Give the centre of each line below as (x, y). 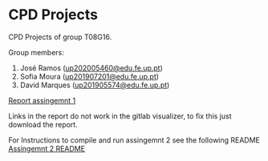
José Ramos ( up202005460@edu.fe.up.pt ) (91, 68)
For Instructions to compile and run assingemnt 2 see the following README (134, 140)
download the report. (43, 124)
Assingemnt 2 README (47, 148)
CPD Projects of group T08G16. (60, 37)
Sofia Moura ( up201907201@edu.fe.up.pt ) (89, 76)
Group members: (36, 52)
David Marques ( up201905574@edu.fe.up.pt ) (95, 85)
